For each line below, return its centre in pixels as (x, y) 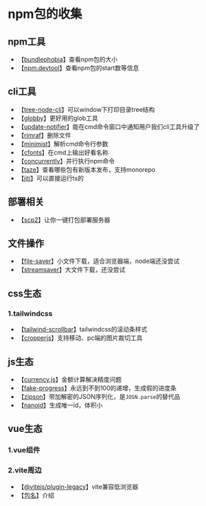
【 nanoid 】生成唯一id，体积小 (60, 405)
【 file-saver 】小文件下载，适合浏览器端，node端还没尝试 (99, 261)
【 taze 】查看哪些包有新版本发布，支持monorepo (87, 170)
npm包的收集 (45, 14)
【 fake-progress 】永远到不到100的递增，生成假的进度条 (97, 388)
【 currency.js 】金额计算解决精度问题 (70, 379)
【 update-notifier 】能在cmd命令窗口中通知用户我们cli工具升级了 (108, 126)
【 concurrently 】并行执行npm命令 (66, 161)
